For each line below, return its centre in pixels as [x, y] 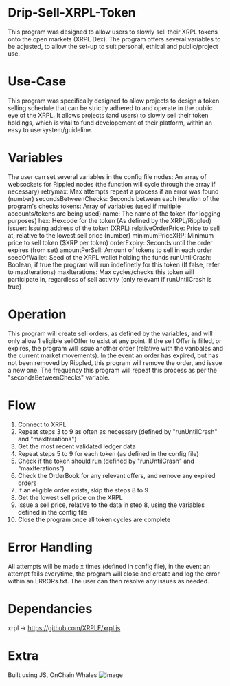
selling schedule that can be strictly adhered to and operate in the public [110, 107]
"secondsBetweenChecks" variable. [59, 377]
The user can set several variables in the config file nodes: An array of [107, 176]
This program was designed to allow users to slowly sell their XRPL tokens [113, 32]
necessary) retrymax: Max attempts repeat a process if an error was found [113, 191]
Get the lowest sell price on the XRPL [70, 497]
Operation [37, 314]
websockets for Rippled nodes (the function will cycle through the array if [112, 184]
